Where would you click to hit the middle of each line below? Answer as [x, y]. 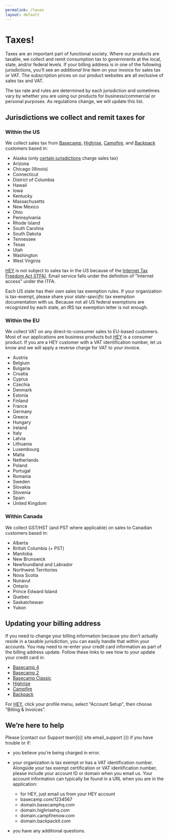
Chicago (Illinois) [30, 169]
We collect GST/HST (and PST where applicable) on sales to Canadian [79, 527]
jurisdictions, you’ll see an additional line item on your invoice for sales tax [83, 70]
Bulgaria [21, 368]
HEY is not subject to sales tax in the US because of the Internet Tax [77, 271]
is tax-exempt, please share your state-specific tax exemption [70, 297]
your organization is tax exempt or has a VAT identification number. [83, 763]
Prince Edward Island [35, 591]
